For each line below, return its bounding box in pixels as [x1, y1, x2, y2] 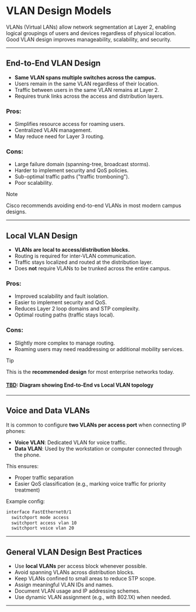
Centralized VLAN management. [14, 127, 92, 134]
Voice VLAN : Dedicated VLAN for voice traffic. [14, 439, 127, 446]
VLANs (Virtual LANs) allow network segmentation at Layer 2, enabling [6, 23, 176, 30]
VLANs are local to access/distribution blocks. [14, 246, 130, 253]
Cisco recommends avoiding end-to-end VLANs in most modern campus [6, 202, 182, 209]
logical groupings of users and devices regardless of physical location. [6, 29, 176, 36]
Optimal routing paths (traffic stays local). [14, 311, 115, 318]
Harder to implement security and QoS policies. [14, 167, 129, 174]
